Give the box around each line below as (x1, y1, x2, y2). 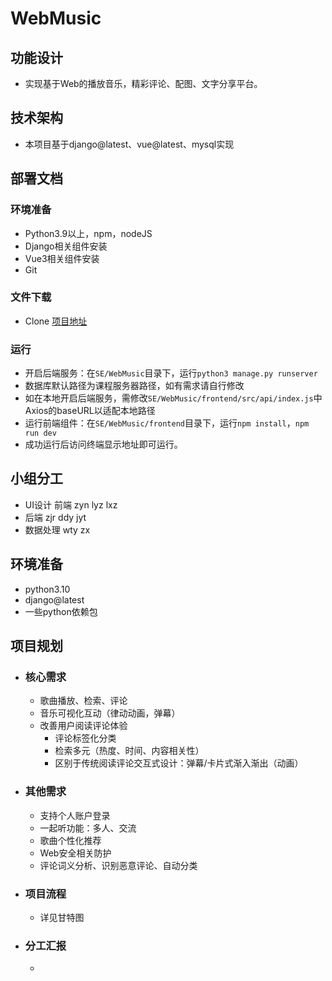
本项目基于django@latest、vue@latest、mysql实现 (24, 138, 235, 150)
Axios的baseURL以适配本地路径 (24, 405, 156, 417)
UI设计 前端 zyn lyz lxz (24, 498, 118, 511)
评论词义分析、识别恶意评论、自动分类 (39, 859, 198, 871)
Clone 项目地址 (24, 315, 88, 327)
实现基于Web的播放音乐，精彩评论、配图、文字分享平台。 (24, 78, 263, 89)
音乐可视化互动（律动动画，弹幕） (39, 707, 181, 719)
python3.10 (24, 583, 71, 595)
